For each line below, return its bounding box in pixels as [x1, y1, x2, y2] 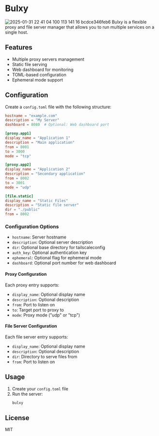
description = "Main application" [5, 140, 75, 145]
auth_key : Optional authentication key [12, 250, 87, 255]
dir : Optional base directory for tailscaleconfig [12, 245, 106, 251]
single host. [5, 29, 28, 35]
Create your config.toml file [12, 386, 69, 391]
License [5, 414, 30, 422]
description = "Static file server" [5, 202, 79, 208]
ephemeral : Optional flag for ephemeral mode [12, 255, 102, 261]
